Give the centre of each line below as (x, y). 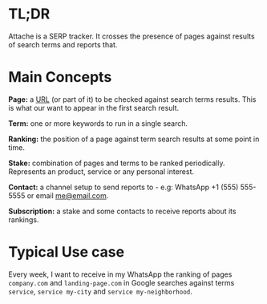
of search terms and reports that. (63, 44)
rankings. (24, 219)
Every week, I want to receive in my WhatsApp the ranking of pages (120, 274)
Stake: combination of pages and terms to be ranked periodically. (117, 163)
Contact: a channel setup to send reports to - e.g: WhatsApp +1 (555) (123, 187)
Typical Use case (67, 252)
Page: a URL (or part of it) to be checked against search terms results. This (132, 99)
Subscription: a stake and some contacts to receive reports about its (122, 211)
